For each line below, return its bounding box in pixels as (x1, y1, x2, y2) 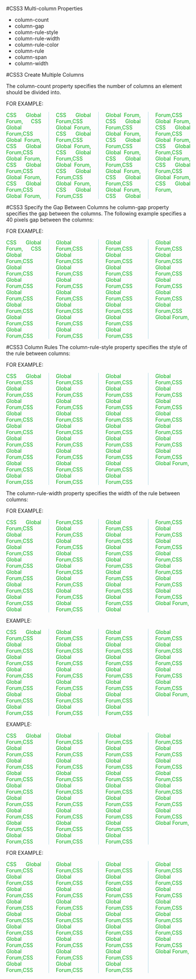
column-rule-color (14, 41, 59, 48)
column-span (14, 54, 47, 60)
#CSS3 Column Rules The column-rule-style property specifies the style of (6, 344, 187, 350)
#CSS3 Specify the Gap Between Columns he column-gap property (6, 204, 169, 210)
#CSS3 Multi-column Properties (6, 5, 83, 12)
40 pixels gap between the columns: (6, 216, 94, 223)
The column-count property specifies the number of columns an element (6, 83, 183, 90)
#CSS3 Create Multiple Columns (6, 71, 84, 78)
